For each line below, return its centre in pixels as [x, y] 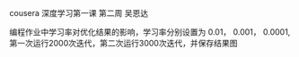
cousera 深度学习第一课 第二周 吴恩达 [79, 13]
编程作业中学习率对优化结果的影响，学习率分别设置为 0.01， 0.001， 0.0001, [150, 32]
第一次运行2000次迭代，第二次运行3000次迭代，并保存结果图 [123, 43]
